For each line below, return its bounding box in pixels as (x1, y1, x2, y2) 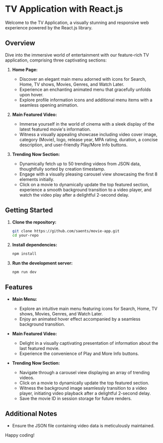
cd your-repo (12, 233, 39, 238)
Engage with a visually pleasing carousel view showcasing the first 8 (19, 171, 158, 177)
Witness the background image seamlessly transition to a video (19, 385, 147, 391)
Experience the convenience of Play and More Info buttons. (19, 351, 139, 356)
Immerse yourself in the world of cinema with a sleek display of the (19, 121, 155, 127)
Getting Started (5, 206, 53, 215)
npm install (12, 251, 37, 256)
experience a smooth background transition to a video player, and (19, 187, 152, 193)
